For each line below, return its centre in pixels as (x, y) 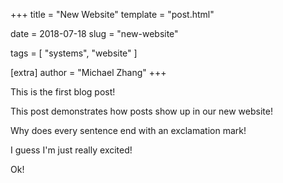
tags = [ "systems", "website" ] (74, 53)
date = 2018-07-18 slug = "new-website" (94, 33)
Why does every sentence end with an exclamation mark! (128, 130)
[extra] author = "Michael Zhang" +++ (88, 72)
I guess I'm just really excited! (71, 150)
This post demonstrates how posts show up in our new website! (141, 111)
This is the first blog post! (63, 92)
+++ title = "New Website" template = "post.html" (112, 14)
